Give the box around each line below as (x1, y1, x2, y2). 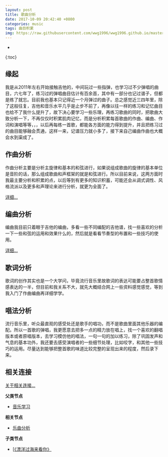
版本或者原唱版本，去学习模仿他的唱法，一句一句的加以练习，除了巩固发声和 (5, 333, 163, 339)
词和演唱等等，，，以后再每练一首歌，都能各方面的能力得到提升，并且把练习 (5, 121, 158, 128)
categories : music (5, 21, 43, 27)
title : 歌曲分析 (5, 12, 36, 17)
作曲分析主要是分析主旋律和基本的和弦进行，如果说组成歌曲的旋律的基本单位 (5, 164, 163, 170)
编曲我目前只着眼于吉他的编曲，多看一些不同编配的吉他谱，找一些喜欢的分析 (5, 224, 163, 231)
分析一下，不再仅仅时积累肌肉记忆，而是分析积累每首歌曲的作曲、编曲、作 (9, 115, 163, 121)
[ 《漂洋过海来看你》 (12, 446, 51, 452)
